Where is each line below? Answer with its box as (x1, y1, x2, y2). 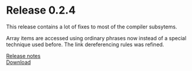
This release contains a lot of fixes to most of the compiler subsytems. (6, 23, 177, 30)
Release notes (6, 52, 41, 59)
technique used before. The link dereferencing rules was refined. (6, 41, 164, 48)
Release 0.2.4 (6, 4, 76, 17)
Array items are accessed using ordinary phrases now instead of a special (6, 34, 187, 41)
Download (6, 59, 31, 66)
